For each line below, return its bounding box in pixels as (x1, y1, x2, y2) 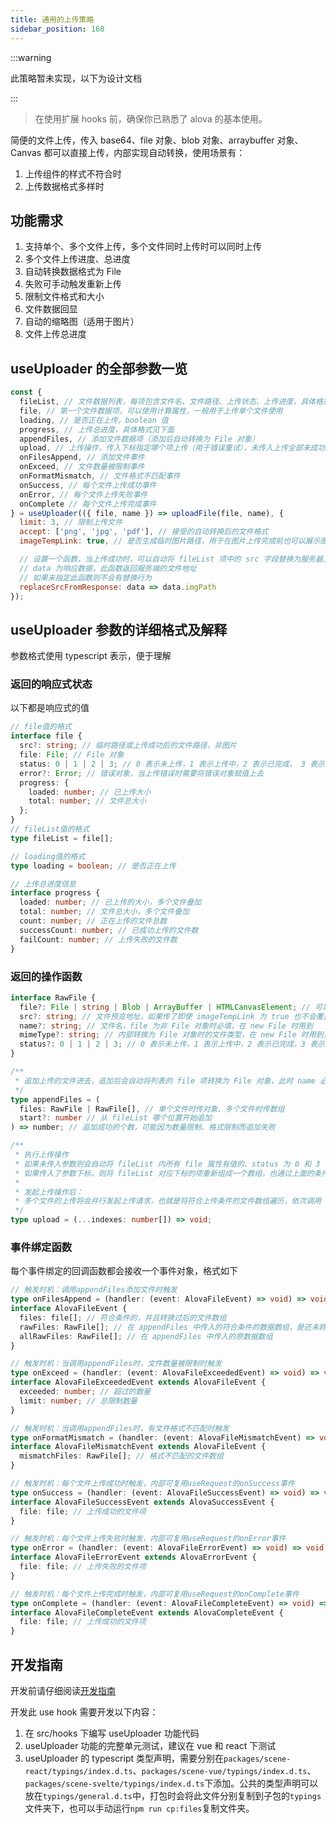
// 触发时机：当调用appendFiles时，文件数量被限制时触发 (10, 1359, 223, 1369)
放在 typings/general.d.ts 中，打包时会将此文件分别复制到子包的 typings (24, 1790, 322, 1802)
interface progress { (10, 888, 101, 898)
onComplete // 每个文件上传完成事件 (19, 499, 157, 509)
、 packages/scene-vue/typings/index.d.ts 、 (132, 1765, 317, 1777)
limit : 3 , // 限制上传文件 (19, 517, 123, 528)
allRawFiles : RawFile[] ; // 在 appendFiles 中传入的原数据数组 (19, 1331, 273, 1341)
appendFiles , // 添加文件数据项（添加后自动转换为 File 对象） (19, 434, 260, 444)
